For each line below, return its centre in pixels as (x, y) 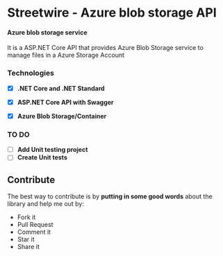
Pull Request (35, 225)
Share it (28, 247)
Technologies (31, 73)
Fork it (26, 217)
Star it (26, 239)
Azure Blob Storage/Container (62, 116)
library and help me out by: (46, 204)
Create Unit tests (42, 157)
